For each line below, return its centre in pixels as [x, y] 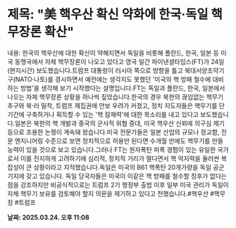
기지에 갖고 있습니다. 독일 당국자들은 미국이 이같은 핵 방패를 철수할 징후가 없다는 [117, 176]
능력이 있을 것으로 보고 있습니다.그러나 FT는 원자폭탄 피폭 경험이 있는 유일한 [112, 149]
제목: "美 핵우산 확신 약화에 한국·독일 [108, 14]
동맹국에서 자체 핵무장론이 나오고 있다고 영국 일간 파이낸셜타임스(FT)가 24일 [119, 61]
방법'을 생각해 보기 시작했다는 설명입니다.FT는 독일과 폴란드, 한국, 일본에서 [123, 88]
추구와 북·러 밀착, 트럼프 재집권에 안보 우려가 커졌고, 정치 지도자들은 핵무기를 [112, 106]
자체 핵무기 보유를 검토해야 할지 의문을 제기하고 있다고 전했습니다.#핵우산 [108, 194]
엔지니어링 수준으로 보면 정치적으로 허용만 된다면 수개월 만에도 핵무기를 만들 [119, 141]
